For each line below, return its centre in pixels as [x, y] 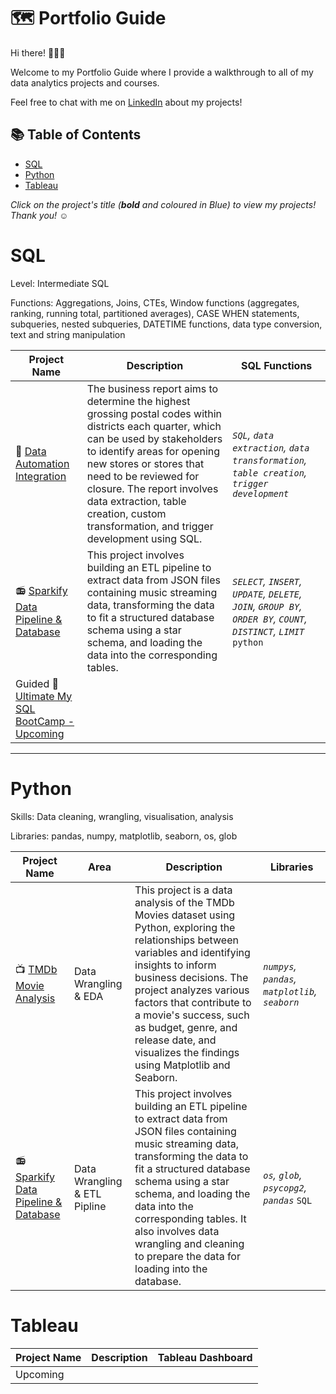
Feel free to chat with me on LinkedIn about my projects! [126, 102]
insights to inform [175, 965]
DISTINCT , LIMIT [268, 631]
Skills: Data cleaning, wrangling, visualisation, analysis [122, 816]
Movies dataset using [185, 915]
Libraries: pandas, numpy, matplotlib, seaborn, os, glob [124, 836]
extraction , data [271, 447]
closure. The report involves [152, 488]
